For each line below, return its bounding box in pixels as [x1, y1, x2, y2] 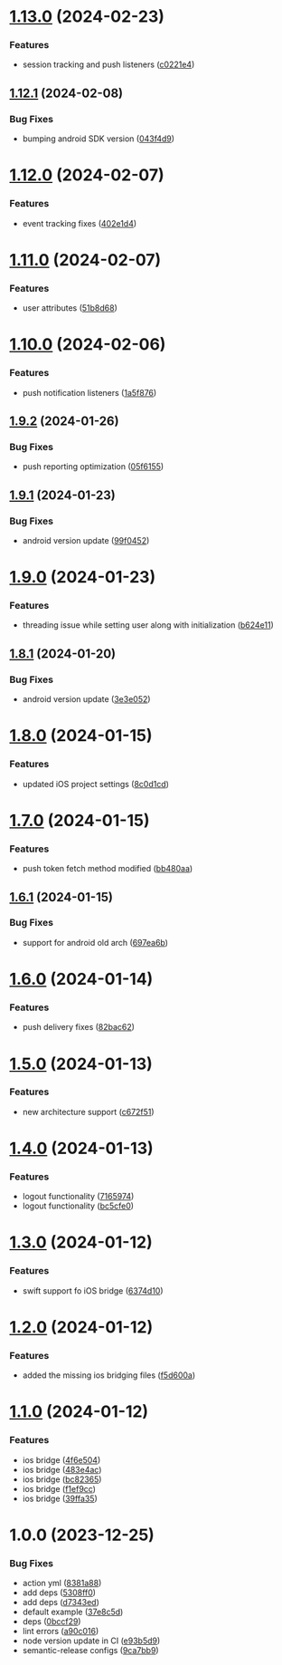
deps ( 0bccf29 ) [22, 1616, 81, 1627]
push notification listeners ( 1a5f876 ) [22, 387, 157, 398]
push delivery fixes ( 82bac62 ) [22, 1022, 136, 1033]
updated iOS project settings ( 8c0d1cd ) [22, 778, 170, 789]
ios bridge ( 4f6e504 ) [22, 1454, 101, 1465]
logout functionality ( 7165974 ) [22, 1191, 135, 1202]
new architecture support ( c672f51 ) [22, 1106, 155, 1117]
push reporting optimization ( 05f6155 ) [22, 461, 164, 472]
